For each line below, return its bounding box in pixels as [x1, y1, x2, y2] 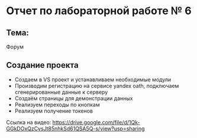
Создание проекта [6, 60, 79, 70]
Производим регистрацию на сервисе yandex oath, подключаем [14, 82, 179, 89]
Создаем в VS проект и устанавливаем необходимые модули [14, 75, 172, 83]
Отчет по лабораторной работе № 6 [6, 4, 192, 18]
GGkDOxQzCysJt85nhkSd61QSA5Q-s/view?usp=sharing [6, 125, 145, 132]
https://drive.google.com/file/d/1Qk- [52, 119, 140, 126]
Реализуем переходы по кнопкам [14, 101, 100, 108]
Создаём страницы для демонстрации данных [14, 94, 133, 101]
